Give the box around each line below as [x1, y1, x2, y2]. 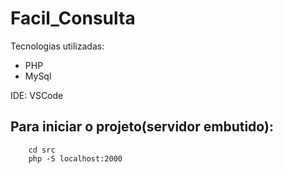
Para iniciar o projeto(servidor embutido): [10, 118, 274, 136]
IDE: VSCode [10, 89, 64, 101]
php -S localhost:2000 [28, 153, 123, 164]
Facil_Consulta [10, 7, 136, 30]
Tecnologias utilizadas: [10, 40, 105, 52]
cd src [28, 145, 56, 155]
